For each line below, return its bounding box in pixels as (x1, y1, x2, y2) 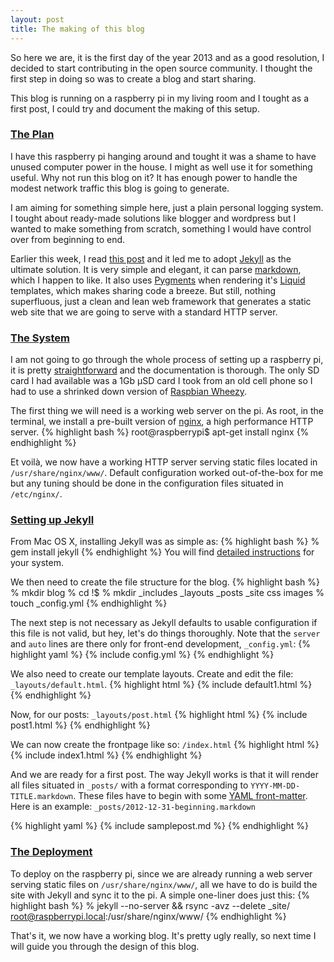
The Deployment (10, 845, 93, 859)
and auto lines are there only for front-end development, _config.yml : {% (10, 638, 312, 650)
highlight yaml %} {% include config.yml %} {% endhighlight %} (10, 649, 275, 661)
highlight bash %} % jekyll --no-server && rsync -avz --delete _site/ (10, 899, 290, 911)
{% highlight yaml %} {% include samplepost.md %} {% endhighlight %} (10, 820, 310, 832)
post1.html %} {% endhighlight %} (10, 719, 151, 731)
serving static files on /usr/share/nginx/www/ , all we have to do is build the (10, 878, 318, 890)
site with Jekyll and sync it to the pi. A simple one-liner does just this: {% (10, 889, 310, 901)
